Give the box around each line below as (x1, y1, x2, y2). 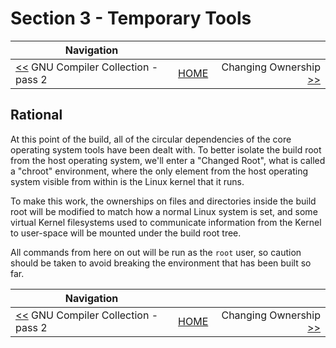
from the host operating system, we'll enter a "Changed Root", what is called (10, 154, 326, 166)
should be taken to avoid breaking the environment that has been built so (10, 257, 312, 269)
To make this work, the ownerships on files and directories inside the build (10, 195, 317, 207)
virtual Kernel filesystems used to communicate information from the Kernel (10, 216, 322, 228)
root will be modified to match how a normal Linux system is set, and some (10, 205, 318, 217)
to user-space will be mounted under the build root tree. (10, 227, 242, 239)
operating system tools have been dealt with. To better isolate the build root (10, 143, 322, 156)
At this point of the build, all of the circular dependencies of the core (10, 133, 292, 145)
